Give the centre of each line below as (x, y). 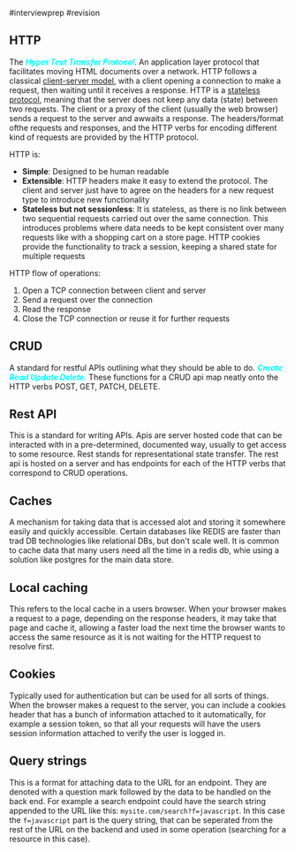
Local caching (49, 587)
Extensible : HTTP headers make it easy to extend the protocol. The (145, 180)
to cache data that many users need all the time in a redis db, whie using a (144, 550)
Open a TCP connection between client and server (114, 290)
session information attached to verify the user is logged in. (117, 733)
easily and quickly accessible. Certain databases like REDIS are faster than (145, 532)
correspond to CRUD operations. (69, 473)
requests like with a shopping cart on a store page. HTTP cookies (141, 237)
